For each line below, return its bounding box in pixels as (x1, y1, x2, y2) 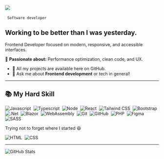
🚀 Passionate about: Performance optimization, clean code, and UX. (5, 56, 143, 62)
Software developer (7, 15, 47, 20)
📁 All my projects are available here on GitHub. (12, 66, 106, 71)
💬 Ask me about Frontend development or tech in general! (12, 71, 130, 76)
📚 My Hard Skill (5, 90, 55, 98)
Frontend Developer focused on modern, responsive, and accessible (5, 41, 143, 47)
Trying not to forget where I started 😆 (5, 125, 82, 131)
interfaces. (5, 47, 27, 53)
